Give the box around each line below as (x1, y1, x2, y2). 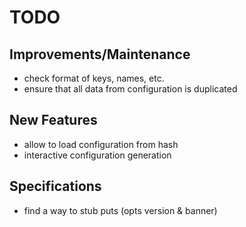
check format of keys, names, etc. (23, 72, 165, 84)
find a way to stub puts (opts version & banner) (23, 204, 218, 216)
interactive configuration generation (23, 149, 172, 161)
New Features (9, 112, 98, 129)
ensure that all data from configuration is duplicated (23, 83, 238, 95)
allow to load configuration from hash (23, 138, 179, 150)
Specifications (9, 178, 102, 195)
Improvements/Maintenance (9, 46, 191, 63)
